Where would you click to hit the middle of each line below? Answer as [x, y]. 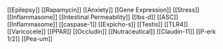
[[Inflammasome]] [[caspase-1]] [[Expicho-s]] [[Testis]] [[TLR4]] [97, 24]
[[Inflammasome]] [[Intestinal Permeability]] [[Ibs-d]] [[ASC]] [93, 17]
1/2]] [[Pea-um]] [30, 39]
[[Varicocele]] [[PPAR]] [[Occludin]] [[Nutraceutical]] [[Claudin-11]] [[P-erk [112, 31]
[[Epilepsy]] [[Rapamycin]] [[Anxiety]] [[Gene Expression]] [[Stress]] [103, 10]
